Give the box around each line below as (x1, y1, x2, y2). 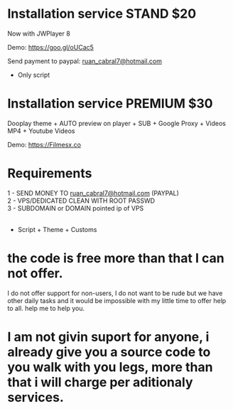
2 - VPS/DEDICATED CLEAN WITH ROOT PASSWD (7, 196, 155, 205)
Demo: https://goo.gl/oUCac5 (7, 43, 94, 51)
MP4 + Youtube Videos (7, 127, 75, 135)
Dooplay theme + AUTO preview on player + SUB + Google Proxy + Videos (7, 119, 226, 127)
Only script (17, 70, 50, 79)
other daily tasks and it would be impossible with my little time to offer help (7, 296, 227, 304)
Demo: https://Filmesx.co (7, 140, 82, 149)
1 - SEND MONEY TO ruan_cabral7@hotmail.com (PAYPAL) (7, 188, 180, 197)
